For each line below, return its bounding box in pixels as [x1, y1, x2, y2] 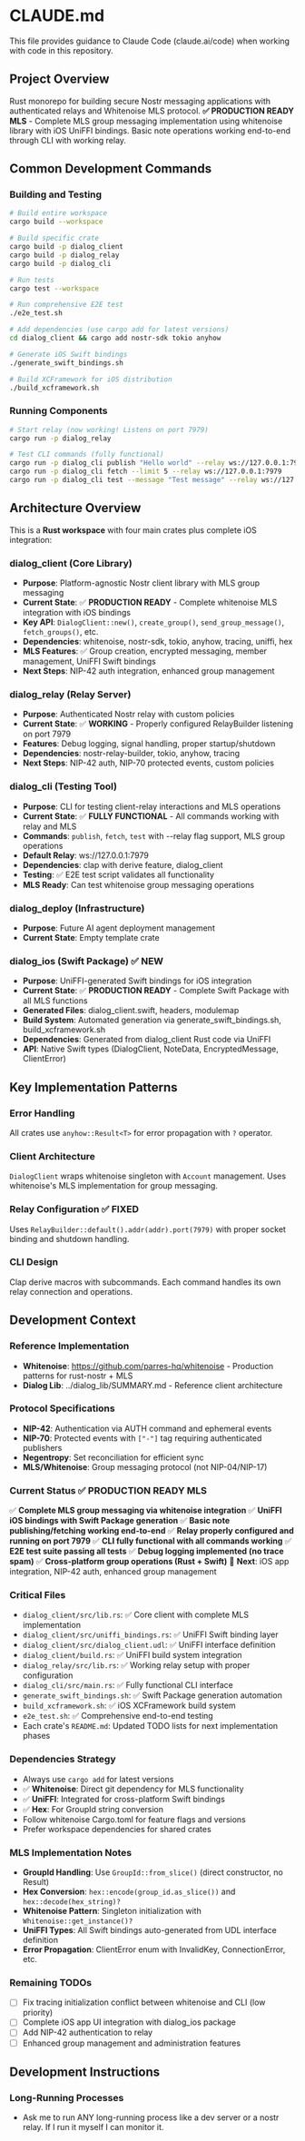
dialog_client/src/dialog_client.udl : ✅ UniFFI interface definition [22, 1640, 276, 1651]
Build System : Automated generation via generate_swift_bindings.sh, [22, 1014, 281, 1026]
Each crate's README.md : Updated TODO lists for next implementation [22, 1721, 279, 1732]
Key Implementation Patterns [9, 1080, 179, 1095]
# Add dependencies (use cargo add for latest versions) [9, 325, 230, 334]
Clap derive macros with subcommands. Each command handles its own [9, 1277, 281, 1288]
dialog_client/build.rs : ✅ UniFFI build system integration [22, 1650, 242, 1661]
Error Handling [9, 1107, 75, 1120]
